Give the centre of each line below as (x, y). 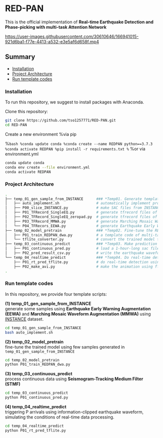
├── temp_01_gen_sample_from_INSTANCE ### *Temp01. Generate (73, 199)
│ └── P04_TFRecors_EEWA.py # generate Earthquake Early (80, 226)
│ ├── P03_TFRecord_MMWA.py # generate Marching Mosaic (79, 221)
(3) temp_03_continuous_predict (39, 374)
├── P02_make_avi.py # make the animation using (83, 267)
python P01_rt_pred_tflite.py (36, 430)
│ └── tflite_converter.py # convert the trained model (80, 239)
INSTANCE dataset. (24, 319)
